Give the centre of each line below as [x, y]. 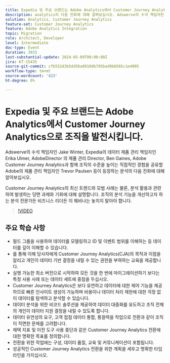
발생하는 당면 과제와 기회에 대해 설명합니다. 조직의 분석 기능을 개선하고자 [86, 194]
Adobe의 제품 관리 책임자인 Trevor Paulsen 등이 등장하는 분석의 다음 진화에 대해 [85, 171]
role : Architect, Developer [35, 38]
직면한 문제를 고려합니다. [42, 323]
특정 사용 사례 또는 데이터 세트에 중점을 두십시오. [60, 279]
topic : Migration [24, 33]
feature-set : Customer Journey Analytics [50, 24]
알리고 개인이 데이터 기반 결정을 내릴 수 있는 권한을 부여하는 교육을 [78, 260]
